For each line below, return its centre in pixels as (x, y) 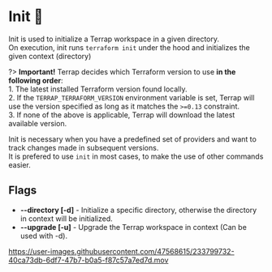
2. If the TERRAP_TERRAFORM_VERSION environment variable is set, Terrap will (132, 97)
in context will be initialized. (66, 219)
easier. (19, 164)
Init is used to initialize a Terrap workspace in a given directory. (114, 39)
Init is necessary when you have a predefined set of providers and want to (133, 139)
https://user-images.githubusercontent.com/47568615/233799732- (121, 251)
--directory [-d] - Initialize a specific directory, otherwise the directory (138, 210)
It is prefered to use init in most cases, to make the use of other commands (136, 156)
